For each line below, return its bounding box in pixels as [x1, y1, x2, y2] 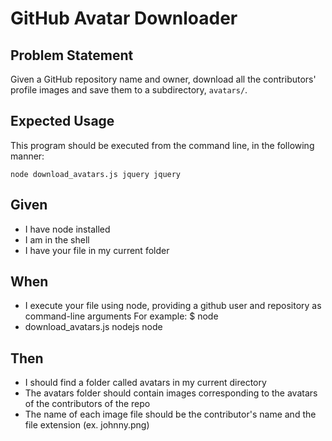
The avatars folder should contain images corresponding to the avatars [24, 387, 318, 399]
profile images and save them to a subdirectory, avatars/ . [10, 84, 248, 96]
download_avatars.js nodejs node [24, 321, 163, 333]
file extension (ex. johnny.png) [24, 419, 150, 431]
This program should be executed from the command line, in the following [10, 139, 315, 151]
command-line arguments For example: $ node [24, 310, 219, 322]
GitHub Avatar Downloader [10, 7, 238, 30]
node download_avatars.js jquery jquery [10, 169, 182, 179]
